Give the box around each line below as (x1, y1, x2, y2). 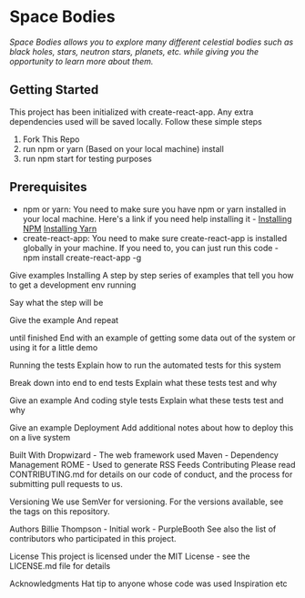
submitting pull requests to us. (9, 478, 123, 489)
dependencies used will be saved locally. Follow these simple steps (9, 116, 262, 127)
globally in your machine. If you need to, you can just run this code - (22, 242, 280, 253)
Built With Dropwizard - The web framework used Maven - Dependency (9, 449, 280, 461)
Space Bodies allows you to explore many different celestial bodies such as (9, 36, 294, 47)
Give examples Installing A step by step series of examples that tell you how (9, 269, 294, 280)
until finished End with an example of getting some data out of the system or (9, 332, 296, 343)
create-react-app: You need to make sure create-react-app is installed (22, 232, 288, 243)
